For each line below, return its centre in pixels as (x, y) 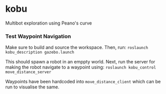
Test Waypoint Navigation (38, 36)
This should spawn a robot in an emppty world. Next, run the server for (80, 62)
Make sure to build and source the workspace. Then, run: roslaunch (77, 48)
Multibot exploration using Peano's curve (49, 23)
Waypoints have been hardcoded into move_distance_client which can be (83, 82)
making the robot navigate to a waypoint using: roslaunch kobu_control (81, 67)
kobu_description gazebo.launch (40, 52)
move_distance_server (28, 72)
